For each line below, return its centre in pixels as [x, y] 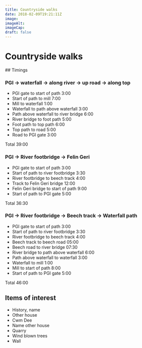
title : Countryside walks [31, 10]
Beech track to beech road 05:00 [45, 242]
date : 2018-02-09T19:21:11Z [34, 14]
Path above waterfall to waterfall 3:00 [50, 258]
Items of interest [31, 298]
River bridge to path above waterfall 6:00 [53, 252]
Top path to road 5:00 [34, 130]
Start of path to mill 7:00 [36, 99]
